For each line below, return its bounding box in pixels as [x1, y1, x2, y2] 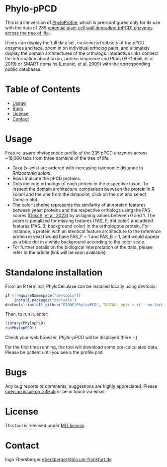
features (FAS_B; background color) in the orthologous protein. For [12, 223, 149, 229]
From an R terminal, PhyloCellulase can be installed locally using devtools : [5, 283, 157, 289]
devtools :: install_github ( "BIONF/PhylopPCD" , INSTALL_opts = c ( [5, 302, 141, 307]
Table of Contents [5, 84, 81, 95]
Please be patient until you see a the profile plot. [5, 350, 104, 355]
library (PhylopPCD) [5, 321, 46, 326]
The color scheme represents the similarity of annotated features [12, 202, 146, 208]
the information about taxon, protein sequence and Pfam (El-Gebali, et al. [5, 55, 155, 61]
